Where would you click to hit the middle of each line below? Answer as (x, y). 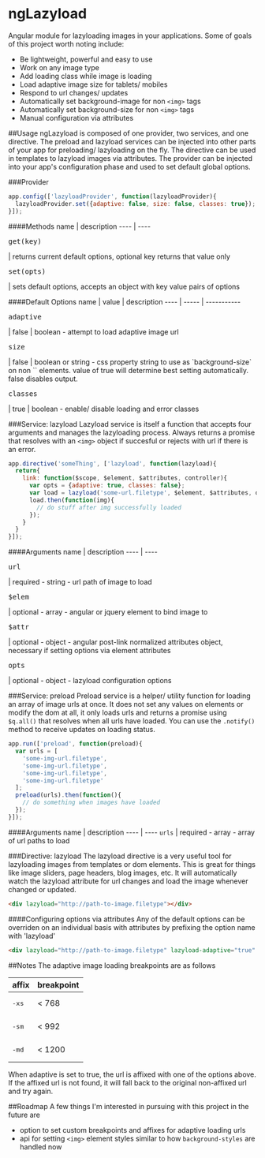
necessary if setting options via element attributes (90, 651)
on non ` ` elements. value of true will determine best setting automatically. (129, 370)
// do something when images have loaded (91, 803)
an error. (22, 449)
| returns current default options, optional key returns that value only (119, 256)
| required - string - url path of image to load (80, 582)
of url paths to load (39, 840)
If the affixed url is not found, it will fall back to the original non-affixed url (127, 1082)
